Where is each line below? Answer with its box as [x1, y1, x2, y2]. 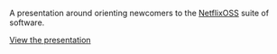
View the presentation [9, 35, 92, 45]
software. [9, 17, 45, 28]
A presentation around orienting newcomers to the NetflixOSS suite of [9, 8, 269, 18]
